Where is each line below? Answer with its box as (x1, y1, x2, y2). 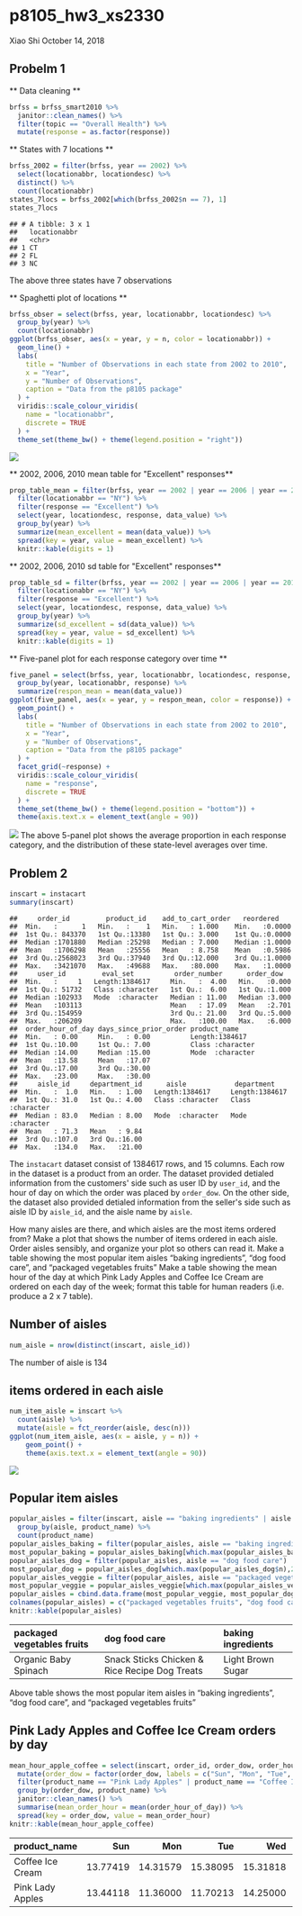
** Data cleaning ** (9, 85, 81, 95)
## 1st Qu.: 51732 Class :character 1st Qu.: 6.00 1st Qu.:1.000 (9, 985, 292, 994)
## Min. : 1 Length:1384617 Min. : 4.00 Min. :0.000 (9, 977, 292, 986)
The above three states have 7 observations (9, 275, 173, 285)
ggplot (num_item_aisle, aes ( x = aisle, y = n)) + (9, 1432, 200, 1441)
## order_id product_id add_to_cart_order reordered (9, 914, 280, 923)
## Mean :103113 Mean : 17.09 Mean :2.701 (9, 1000, 292, 1009)
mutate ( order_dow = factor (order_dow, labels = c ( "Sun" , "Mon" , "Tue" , (17, 1769, 292, 1778)
